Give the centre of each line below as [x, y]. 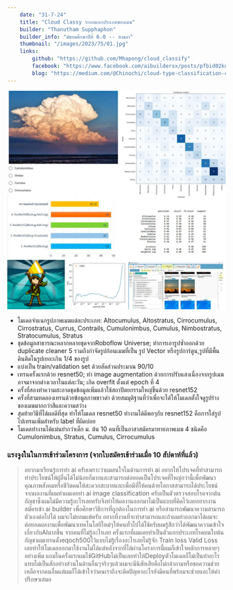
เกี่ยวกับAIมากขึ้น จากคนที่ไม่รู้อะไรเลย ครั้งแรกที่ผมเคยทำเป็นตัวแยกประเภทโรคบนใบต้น [124, 532]
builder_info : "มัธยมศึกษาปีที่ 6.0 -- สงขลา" [77, 37]
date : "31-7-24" [43, 15]
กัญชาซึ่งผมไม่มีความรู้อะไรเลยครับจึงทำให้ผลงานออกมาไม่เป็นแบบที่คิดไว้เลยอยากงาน [120, 501]
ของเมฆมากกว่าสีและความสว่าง [52, 405]
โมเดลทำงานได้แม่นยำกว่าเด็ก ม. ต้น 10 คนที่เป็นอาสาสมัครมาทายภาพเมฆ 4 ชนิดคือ [112, 429]
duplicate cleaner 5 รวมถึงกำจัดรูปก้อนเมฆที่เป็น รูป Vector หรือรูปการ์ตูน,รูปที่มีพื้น [118, 350]
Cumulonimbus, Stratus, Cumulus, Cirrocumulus [86, 436]
